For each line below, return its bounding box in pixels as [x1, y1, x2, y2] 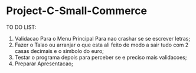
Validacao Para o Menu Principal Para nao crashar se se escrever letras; [14, 35, 191, 42]
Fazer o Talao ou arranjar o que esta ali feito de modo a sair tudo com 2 [14, 41, 189, 48]
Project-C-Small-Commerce [6, 4, 148, 18]
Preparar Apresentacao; [14, 60, 74, 67]
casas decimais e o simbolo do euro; [14, 47, 104, 54]
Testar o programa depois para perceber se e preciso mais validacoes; [14, 54, 187, 61]
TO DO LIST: [6, 24, 37, 31]
